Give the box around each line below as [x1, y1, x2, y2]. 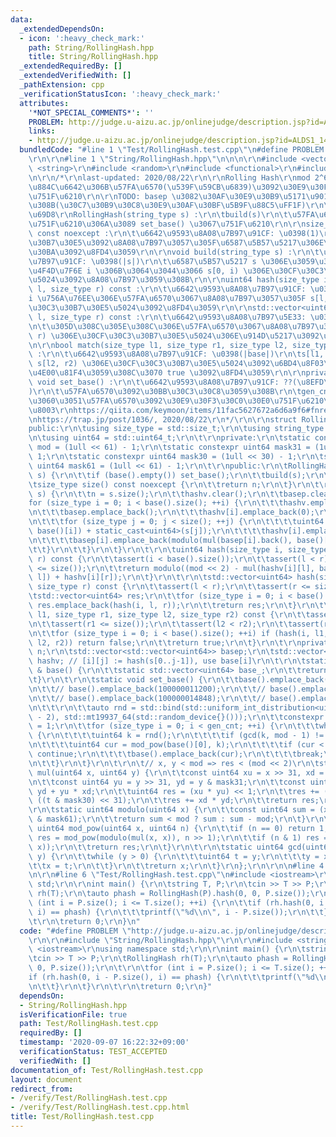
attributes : [19, 98, 70, 108]
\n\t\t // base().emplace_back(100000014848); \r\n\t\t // [28, 693, 267, 703]
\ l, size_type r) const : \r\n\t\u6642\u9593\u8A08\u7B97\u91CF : [28, 284, 307, 295]
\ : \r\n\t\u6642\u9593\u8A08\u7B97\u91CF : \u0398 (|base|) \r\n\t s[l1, [28, 349, 325, 360]
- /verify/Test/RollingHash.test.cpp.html [10, 1102, 190, 1113]
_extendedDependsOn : [19, 24, 105, 34]
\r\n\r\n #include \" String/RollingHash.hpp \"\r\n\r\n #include [28, 935, 293, 945]
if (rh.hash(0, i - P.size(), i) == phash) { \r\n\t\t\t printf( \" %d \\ [28, 972, 325, 982]
